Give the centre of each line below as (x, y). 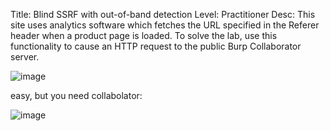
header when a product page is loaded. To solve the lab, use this (144, 35)
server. (25, 57)
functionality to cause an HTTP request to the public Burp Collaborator (156, 46)
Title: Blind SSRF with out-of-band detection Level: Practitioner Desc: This (163, 14)
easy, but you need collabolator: (76, 95)
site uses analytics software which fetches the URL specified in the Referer (165, 25)
